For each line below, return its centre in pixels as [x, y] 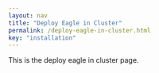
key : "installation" [43, 38]
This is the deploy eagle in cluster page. [74, 60]
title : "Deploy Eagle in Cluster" [66, 23]
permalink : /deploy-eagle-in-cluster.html [79, 30]
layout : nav [28, 15]
